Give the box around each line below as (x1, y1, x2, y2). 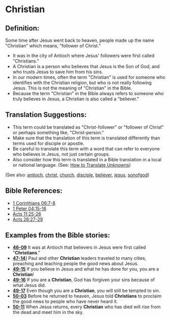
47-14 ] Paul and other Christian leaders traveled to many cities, (12, 255, 147, 261)
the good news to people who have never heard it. (12, 299, 118, 305)
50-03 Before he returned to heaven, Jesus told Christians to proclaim (12, 293, 162, 299)
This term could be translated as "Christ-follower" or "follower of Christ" (12, 124, 164, 130)
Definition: (5, 24, 40, 33)
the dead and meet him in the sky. (12, 309, 84, 315)
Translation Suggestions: (5, 110, 87, 119)
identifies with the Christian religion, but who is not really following (12, 80, 152, 85)
